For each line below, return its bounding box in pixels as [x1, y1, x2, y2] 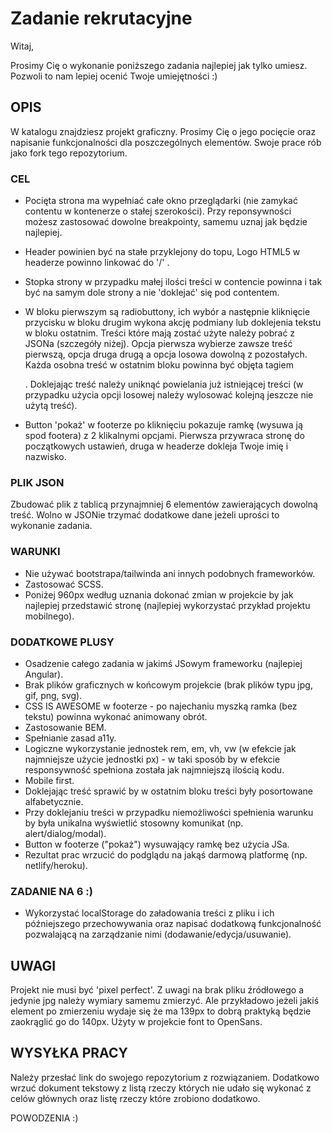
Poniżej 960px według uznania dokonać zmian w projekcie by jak [24, 588, 294, 601]
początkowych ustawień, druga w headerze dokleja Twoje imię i [24, 440, 289, 452]
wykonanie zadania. [10, 520, 93, 532]
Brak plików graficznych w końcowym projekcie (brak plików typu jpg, [24, 678, 313, 691]
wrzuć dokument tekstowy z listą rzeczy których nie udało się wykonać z [10, 1082, 312, 1094]
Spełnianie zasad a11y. [24, 732, 117, 744]
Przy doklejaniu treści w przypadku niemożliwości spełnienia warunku [24, 806, 314, 818]
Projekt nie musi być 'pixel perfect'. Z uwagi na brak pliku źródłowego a [10, 984, 305, 996]
